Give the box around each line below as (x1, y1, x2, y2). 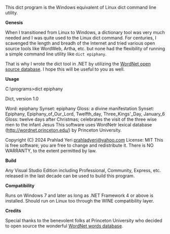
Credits (5, 208, 21, 214)
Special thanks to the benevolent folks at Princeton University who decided (5, 218, 162, 223)
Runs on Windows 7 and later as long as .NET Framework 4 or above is (5, 192, 154, 198)
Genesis (5, 20, 23, 25)
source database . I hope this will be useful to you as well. (5, 66, 125, 72)
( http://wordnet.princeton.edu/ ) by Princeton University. (5, 127, 122, 133)
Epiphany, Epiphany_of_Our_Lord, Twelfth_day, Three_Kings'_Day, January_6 (5, 111, 165, 117)
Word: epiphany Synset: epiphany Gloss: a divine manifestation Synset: (5, 106, 154, 111)
